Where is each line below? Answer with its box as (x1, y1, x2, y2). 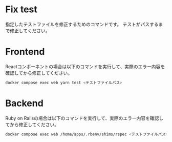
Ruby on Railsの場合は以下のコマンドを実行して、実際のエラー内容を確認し (5, 115, 164, 121)
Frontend (5, 46, 45, 57)
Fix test (5, 4, 37, 15)
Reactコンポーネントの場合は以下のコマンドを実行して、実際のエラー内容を (5, 63, 165, 70)
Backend (5, 97, 44, 109)
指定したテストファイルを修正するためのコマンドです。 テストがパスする (5, 21, 159, 27)
